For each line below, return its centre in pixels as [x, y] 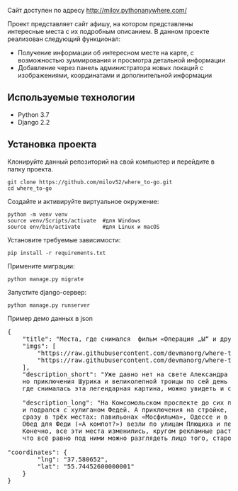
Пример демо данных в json [50, 318]
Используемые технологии [71, 97]
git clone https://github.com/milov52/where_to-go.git [90, 182]
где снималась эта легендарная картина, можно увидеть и [123, 388]
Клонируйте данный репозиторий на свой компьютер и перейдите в [111, 162]
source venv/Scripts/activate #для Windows [74, 220]
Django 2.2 [34, 122]
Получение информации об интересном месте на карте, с [106, 53]
